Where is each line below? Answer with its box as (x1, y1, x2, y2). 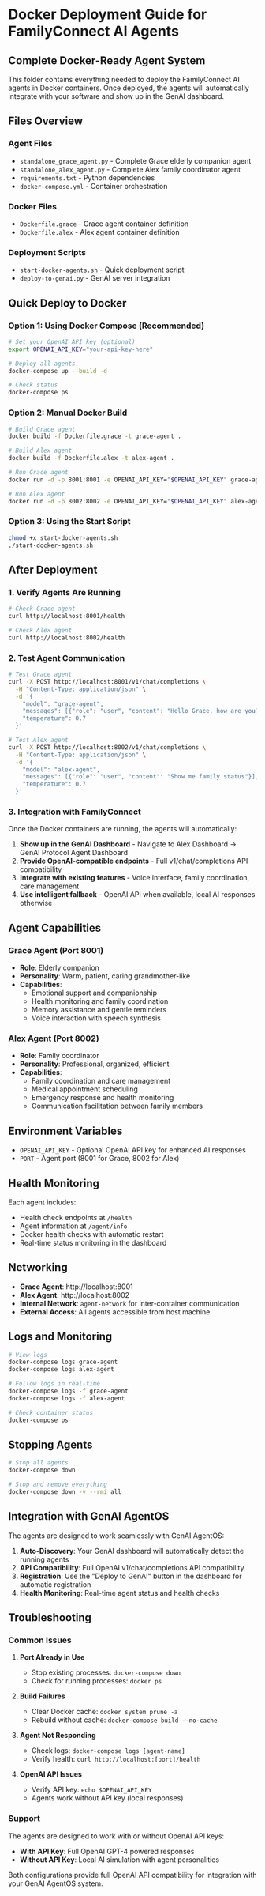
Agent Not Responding (19, 1731, 96, 1740)
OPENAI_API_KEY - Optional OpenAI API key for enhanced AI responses (19, 1145, 246, 1155)
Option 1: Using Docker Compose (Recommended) (8, 320, 205, 331)
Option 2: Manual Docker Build (8, 407, 128, 418)
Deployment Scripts (8, 247, 87, 258)
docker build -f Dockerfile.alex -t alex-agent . (8, 454, 175, 462)
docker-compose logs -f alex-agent (8, 1394, 125, 1402)
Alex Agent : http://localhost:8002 (19, 1290, 130, 1299)
